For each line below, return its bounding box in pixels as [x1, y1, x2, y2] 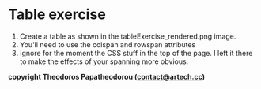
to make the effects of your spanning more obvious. [19, 57, 189, 66]
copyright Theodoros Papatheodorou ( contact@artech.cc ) [8, 72, 206, 81]
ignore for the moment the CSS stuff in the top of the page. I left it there [19, 48, 253, 57]
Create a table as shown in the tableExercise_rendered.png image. [19, 32, 236, 41]
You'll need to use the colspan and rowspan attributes [19, 39, 196, 49]
